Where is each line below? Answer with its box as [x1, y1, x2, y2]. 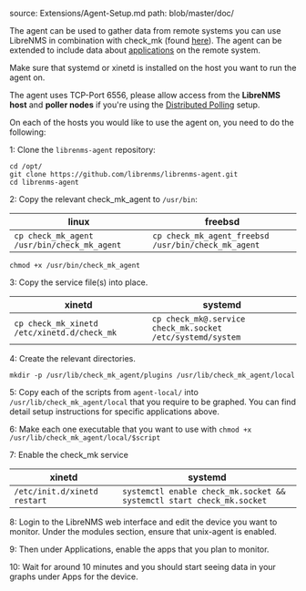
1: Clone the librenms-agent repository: [9, 145, 157, 155]
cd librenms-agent [9, 178, 79, 187]
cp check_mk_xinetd [14, 319, 98, 329]
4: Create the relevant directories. [9, 353, 137, 363]
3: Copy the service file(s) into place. [9, 277, 148, 288]
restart [14, 495, 47, 505]
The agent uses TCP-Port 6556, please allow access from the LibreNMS [9, 90, 280, 100]
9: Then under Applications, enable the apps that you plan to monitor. [9, 544, 270, 555]
